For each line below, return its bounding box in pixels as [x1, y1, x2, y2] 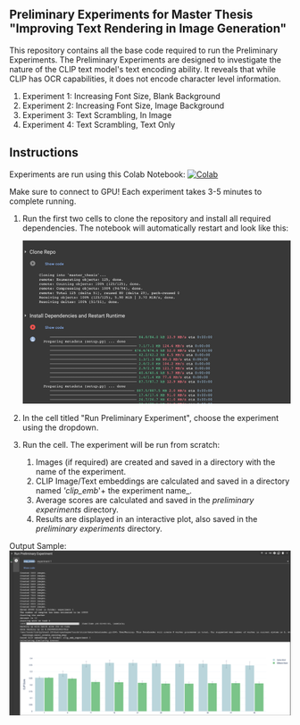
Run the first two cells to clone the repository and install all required [21, 213, 271, 223]
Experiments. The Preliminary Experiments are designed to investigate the [9, 54, 281, 65]
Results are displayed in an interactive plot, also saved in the [35, 513, 258, 524]
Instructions [9, 145, 79, 160]
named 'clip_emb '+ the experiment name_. [35, 485, 192, 495]
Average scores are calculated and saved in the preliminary [35, 494, 254, 505]
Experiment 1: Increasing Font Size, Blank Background [21, 90, 221, 101]
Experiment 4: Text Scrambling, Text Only [21, 119, 176, 130]
